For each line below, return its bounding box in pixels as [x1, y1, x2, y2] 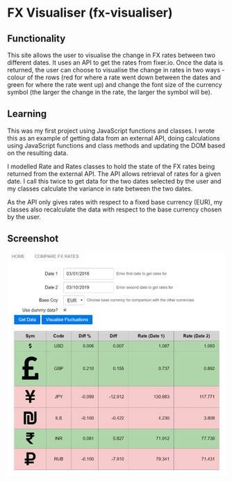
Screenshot [7, 233, 59, 245]
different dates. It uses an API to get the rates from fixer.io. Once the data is [7, 58, 224, 67]
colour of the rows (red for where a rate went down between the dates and [7, 73, 221, 81]
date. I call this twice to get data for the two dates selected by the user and [7, 177, 222, 185]
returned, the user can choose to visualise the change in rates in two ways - [7, 66, 225, 74]
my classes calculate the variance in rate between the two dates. [7, 184, 193, 193]
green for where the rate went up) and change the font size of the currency [7, 81, 222, 88]
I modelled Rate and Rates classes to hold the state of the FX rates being [7, 162, 215, 170]
